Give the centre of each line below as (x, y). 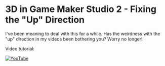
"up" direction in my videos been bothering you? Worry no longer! (74, 39)
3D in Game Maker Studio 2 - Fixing (81, 9)
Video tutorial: (20, 48)
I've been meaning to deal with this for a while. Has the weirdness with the (83, 33)
